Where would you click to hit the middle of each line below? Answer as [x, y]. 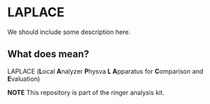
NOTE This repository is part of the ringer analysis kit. [86, 92]
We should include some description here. [69, 32]
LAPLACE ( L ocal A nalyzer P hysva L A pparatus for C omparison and [105, 71]
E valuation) [24, 79]
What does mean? [48, 54]
